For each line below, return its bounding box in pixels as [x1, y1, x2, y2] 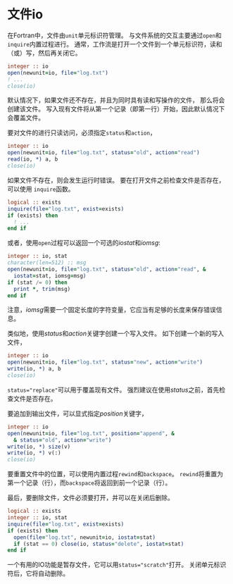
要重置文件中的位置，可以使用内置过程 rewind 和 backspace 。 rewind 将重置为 [7, 470, 224, 478]
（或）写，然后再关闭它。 [7, 49, 82, 57]
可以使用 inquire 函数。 [7, 185, 75, 193]
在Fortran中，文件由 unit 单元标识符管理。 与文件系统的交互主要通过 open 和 [7, 31, 222, 39]
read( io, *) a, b [7, 156, 58, 163]
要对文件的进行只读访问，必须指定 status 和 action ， [7, 128, 156, 137]
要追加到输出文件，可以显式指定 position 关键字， [7, 409, 148, 418]
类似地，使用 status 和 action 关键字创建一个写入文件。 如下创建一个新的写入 [7, 329, 224, 338]
